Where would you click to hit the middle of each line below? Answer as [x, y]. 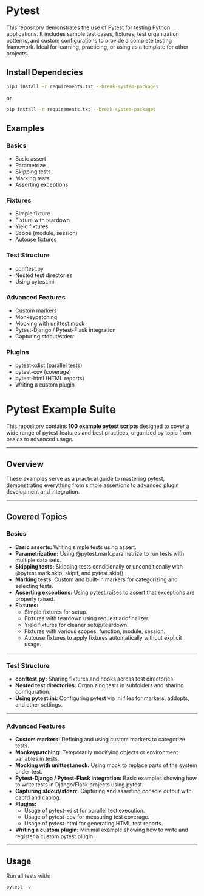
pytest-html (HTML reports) [50, 379]
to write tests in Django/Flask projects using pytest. [79, 785]
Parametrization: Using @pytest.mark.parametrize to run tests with [100, 553]
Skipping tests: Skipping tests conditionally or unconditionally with [99, 566]
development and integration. [43, 492]
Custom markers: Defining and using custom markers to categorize [100, 740]
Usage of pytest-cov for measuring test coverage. [87, 817]
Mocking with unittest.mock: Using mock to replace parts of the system [106, 765]
